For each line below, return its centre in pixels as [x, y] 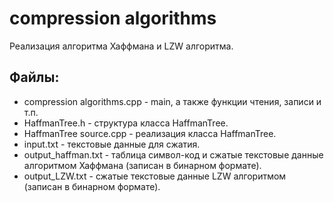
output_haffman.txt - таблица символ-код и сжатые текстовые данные [173, 154]
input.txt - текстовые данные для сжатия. [112, 144]
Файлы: [34, 77]
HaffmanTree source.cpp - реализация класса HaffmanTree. [150, 133]
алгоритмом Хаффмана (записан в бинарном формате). [142, 165]
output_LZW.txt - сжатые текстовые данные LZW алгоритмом [155, 176]
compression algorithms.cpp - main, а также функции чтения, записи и [172, 101]
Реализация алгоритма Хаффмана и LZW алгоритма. [121, 46]
